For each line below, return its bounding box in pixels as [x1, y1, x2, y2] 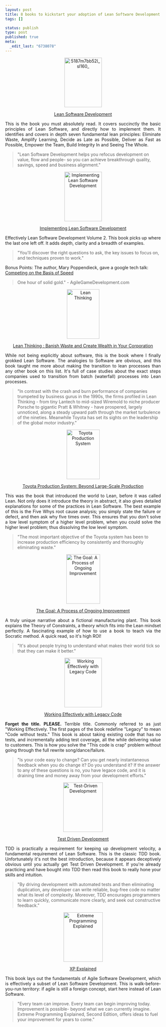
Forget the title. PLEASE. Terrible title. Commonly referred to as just [5, 721, 162, 727]
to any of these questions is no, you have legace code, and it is [17, 767, 146, 773]
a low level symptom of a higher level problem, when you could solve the [5, 519, 161, 525]
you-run [5, 985, 21, 992]
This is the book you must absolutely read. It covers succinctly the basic [5, 121, 161, 127]
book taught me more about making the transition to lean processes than [5, 363, 161, 369]
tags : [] [5, 16, 23, 21]
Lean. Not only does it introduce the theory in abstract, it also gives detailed [5, 498, 161, 504]
